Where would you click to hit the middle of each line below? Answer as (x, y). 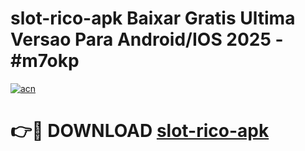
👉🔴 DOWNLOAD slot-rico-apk (140, 131)
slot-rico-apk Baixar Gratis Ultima (153, 18)
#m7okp (45, 61)
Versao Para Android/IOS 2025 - (147, 39)
